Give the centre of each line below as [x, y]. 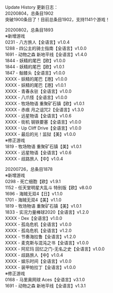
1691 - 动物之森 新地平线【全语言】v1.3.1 [45, 286]
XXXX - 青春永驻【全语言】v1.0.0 [38, 91]
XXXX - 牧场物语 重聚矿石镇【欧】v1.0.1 [45, 104]
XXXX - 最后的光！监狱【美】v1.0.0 [40, 134]
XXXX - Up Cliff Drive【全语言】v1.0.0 [43, 128]
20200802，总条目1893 [29, 30]
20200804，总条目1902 [29, 13]
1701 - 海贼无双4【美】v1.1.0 [33, 200]
